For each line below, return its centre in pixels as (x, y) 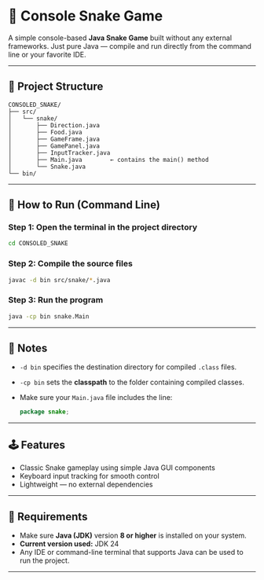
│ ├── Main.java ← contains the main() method (109, 160)
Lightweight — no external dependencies (86, 485)
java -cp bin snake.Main (49, 316)
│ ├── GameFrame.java (54, 139)
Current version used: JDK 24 (69, 543)
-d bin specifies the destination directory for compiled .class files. (128, 367)
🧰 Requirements (48, 517)
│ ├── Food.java (45, 132)
